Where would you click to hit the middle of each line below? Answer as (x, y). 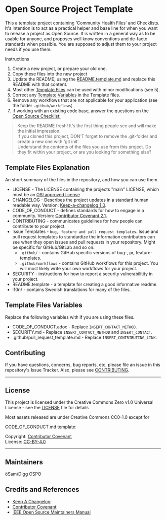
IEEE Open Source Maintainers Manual (51, 512)
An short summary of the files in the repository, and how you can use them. (82, 179)
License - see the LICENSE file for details (47, 408)
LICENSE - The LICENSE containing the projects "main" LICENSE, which (85, 189)
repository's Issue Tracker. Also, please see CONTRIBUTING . (67, 370)
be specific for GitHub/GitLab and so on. (53, 247)
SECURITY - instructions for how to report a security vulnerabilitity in (83, 274)
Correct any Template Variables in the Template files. (66, 95)
